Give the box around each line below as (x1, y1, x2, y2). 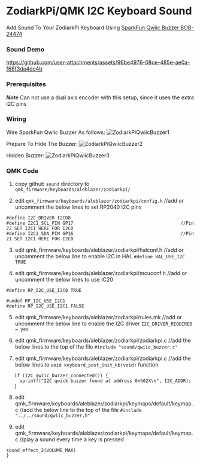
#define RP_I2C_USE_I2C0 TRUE (6, 288, 82, 294)
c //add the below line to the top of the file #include (14, 407, 142, 414)
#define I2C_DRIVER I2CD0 (6, 215, 71, 221)
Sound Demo (6, 45, 45, 53)
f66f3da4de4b (6, 65, 43, 72)
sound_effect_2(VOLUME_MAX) (6, 447, 77, 454)
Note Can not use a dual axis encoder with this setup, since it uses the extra (6, 94, 195, 101)
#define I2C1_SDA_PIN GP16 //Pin (6, 231, 195, 237)
